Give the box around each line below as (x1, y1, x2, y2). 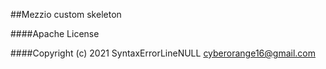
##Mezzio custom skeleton (10, 9, 122, 20)
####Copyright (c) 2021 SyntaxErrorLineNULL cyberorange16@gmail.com (10, 47, 316, 59)
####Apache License (10, 28, 100, 39)
